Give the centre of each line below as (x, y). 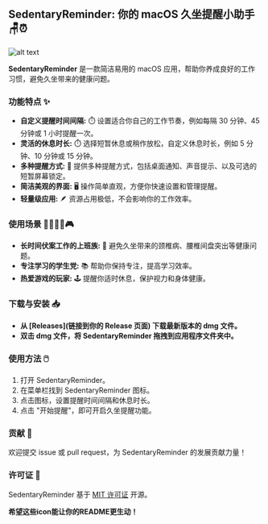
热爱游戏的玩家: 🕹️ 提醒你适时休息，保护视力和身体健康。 (115, 279)
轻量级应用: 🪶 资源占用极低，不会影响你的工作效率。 (108, 199)
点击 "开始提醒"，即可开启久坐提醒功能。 (88, 410)
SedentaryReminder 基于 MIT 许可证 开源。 (80, 494)
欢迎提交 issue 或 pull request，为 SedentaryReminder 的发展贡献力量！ (128, 452)
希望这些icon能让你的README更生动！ (73, 511)
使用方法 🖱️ (29, 359)
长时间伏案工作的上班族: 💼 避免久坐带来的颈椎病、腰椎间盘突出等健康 (135, 246)
